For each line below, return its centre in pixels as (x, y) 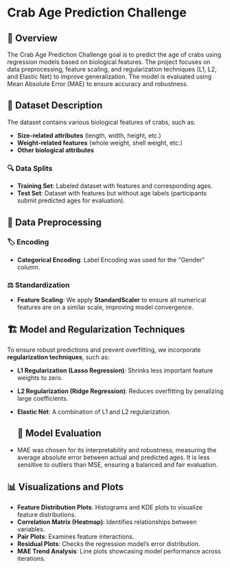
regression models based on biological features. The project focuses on (109, 62)
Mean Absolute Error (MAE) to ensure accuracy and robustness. (98, 84)
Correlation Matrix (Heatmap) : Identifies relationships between (107, 522)
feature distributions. (47, 514)
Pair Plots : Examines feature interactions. (76, 536)
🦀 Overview (32, 38)
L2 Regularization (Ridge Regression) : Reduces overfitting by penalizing (120, 391)
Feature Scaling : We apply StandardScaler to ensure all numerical (111, 300)
